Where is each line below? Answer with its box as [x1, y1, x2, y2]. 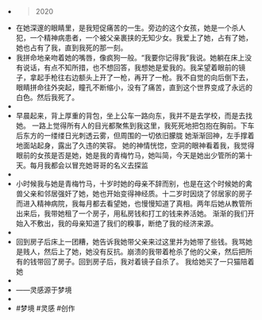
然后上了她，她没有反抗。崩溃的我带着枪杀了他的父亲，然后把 [43, 247, 246, 256]
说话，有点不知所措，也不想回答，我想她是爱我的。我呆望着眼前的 [22, 63, 239, 72]
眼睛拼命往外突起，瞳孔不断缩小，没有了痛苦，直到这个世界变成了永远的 [15, 83, 252, 92]
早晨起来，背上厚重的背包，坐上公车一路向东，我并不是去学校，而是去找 [15, 111, 252, 120]
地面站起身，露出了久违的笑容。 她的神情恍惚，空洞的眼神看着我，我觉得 [15, 141, 255, 150]
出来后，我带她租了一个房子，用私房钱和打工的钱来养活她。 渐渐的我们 [15, 209, 248, 218]
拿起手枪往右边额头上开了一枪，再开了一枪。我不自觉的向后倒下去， [29, 73, 252, 82]
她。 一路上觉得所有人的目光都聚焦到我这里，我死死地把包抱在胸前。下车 [15, 121, 255, 130]
